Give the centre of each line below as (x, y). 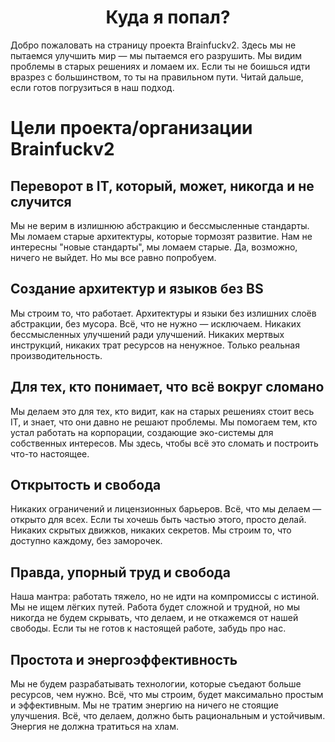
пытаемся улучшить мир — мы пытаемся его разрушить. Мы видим (156, 55)
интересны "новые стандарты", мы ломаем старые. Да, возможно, (154, 247)
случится (41, 201)
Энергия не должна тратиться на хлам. (95, 726)
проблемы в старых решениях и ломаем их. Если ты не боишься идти (160, 66)
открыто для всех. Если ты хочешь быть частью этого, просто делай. (158, 520)
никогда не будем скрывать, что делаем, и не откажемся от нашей (154, 618)
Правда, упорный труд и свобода (120, 572)
